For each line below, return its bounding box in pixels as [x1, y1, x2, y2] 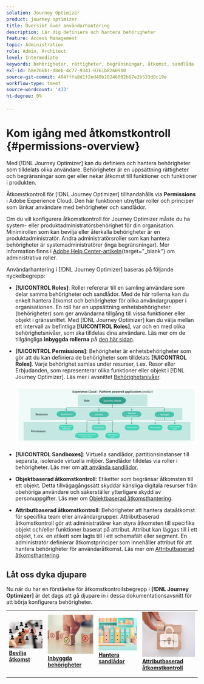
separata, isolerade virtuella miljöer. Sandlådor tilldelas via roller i [15, 457, 178, 465]
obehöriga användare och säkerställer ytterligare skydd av [15, 488, 161, 496]
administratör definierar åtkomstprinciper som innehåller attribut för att [15, 539, 192, 546]
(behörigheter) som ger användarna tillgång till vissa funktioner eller [15, 310, 186, 317]
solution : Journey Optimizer [6, 10, 80, 16]
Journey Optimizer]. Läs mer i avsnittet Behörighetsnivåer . [15, 373, 161, 380]
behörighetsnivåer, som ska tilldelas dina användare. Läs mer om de [15, 329, 186, 337]
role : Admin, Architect [6, 49, 67, 55]
